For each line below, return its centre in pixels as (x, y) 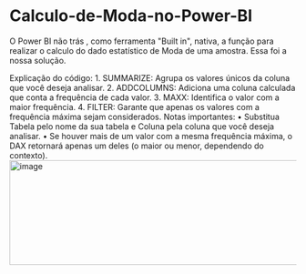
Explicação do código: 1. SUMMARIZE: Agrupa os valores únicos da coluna (150, 77)
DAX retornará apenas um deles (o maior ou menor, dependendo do (137, 146)
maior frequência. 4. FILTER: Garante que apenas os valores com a (134, 107)
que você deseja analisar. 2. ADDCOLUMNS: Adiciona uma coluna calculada (153, 87)
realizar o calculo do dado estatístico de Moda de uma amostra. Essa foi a (148, 50)
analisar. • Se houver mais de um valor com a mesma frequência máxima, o (151, 136)
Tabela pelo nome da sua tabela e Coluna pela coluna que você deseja (142, 126)
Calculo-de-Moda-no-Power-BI (131, 16)
